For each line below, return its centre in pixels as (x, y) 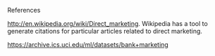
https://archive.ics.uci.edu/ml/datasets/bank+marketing (88, 44)
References (24, 10)
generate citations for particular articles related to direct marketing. (105, 31)
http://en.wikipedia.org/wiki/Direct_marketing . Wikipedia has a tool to (107, 23)
